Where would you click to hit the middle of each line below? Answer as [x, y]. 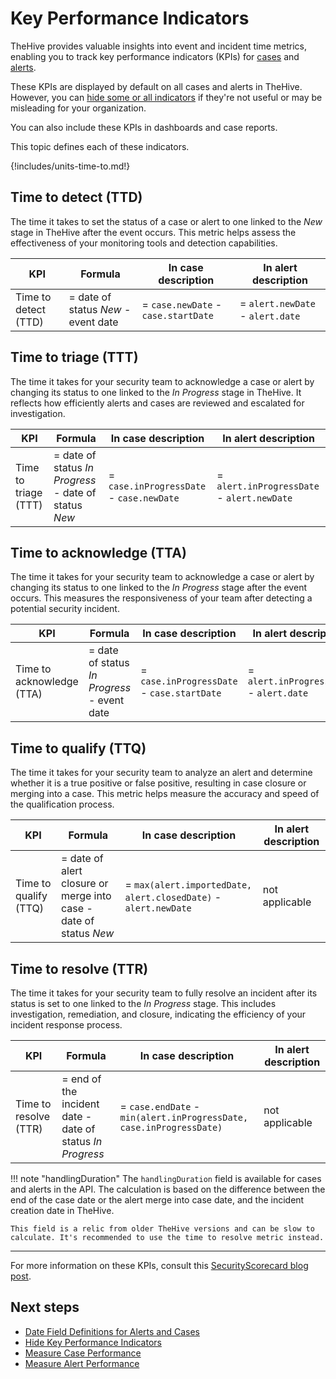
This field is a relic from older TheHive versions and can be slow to [162, 1229]
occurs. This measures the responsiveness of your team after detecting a [161, 598]
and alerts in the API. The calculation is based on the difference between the [168, 1189]
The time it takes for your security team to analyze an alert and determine [161, 773]
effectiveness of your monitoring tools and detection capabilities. [144, 243]
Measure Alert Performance [82, 1363]
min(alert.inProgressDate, [184, 1117]
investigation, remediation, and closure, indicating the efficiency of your [158, 1014]
